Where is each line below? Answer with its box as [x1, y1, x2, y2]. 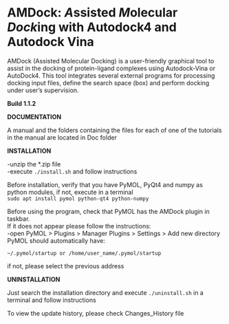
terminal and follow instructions [7, 296, 96, 304]
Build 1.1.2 [7, 99, 36, 107]
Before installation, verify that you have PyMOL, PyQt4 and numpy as [7, 180, 203, 188]
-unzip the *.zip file [7, 160, 61, 168]
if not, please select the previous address [7, 261, 124, 270]
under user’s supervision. [7, 86, 79, 94]
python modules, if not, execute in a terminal [7, 188, 133, 196]
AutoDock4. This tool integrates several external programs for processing [7, 71, 215, 80]
